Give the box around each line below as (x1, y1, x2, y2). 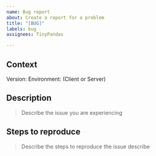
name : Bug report (6, 8, 50, 15)
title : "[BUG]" (6, 20, 45, 26)
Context (6, 59, 38, 70)
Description (6, 93, 52, 103)
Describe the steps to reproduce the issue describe (21, 143, 150, 150)
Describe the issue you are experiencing (21, 109, 123, 116)
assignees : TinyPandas (6, 32, 64, 38)
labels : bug (6, 25, 36, 32)
